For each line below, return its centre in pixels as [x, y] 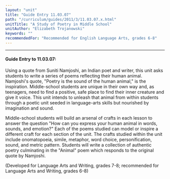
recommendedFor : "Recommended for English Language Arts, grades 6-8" [81, 39]
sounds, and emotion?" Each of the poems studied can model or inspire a [82, 129]
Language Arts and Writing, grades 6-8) [47, 171]
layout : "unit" [21, 10]
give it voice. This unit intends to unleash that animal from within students [82, 97]
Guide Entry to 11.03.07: [31, 59]
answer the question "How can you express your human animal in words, [81, 123]
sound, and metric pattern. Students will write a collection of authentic [78, 145]
